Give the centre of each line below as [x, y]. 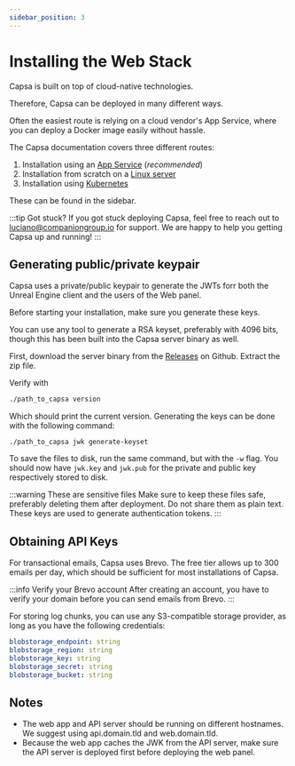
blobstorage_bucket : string [61, 675]
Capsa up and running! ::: [55, 236]
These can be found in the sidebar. [73, 200]
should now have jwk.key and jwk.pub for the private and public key [133, 468]
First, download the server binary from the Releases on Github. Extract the [145, 356]
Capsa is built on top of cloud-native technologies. [101, 86]
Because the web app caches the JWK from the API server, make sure [150, 743]
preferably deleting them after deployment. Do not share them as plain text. [147, 504]
